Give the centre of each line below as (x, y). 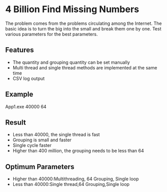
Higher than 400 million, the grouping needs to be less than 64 (78, 151)
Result (16, 122)
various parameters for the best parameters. (52, 34)
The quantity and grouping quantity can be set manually (71, 62)
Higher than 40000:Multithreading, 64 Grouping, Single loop (76, 179)
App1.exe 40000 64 (26, 106)
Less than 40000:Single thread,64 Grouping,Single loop (71, 184)
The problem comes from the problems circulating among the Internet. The (83, 23)
